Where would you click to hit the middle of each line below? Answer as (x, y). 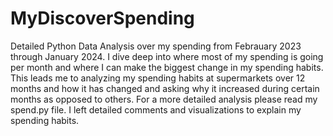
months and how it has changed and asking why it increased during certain (165, 88)
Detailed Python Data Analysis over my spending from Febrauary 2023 (156, 46)
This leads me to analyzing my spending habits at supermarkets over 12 (158, 78)
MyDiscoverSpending (102, 18)
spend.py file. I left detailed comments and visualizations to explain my (156, 109)
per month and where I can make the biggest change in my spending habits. (167, 67)
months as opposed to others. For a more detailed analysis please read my (164, 99)
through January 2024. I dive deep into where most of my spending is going (167, 56)
